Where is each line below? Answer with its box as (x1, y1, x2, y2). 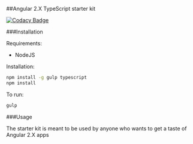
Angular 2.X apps (6, 131, 49, 138)
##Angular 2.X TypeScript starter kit (6, 5, 96, 12)
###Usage (6, 113, 33, 120)
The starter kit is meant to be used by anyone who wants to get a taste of (6, 125, 187, 132)
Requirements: (6, 40, 42, 47)
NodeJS (14, 51, 35, 59)
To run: (6, 91, 24, 98)
